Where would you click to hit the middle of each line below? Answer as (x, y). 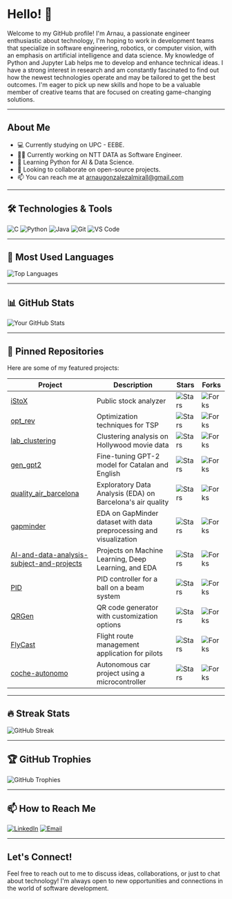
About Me (29, 128)
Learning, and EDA (127, 568)
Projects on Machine (130, 550)
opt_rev (23, 421)
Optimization (117, 416)
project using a (120, 673)
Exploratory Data (124, 485)
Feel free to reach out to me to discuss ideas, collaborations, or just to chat (114, 873)
